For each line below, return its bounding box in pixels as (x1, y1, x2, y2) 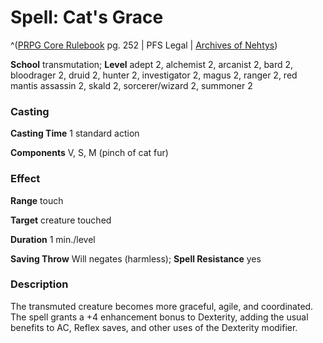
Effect (10, 172, 41, 186)
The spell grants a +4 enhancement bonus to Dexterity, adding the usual (10, 311, 309, 323)
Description (10, 277, 69, 291)
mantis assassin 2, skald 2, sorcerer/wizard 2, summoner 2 (10, 79, 253, 91)
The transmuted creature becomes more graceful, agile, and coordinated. (10, 300, 314, 312)
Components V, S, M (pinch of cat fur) (10, 147, 169, 159)
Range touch (10, 194, 64, 206)
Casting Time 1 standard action (10, 127, 140, 140)
